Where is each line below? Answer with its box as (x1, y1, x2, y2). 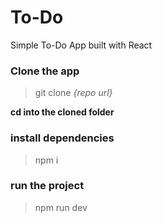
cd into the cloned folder (10, 106, 115, 118)
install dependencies (10, 131, 115, 145)
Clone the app (10, 64, 80, 78)
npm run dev (34, 201, 88, 213)
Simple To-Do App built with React (10, 39, 153, 51)
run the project (10, 179, 85, 193)
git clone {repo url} (34, 87, 113, 99)
